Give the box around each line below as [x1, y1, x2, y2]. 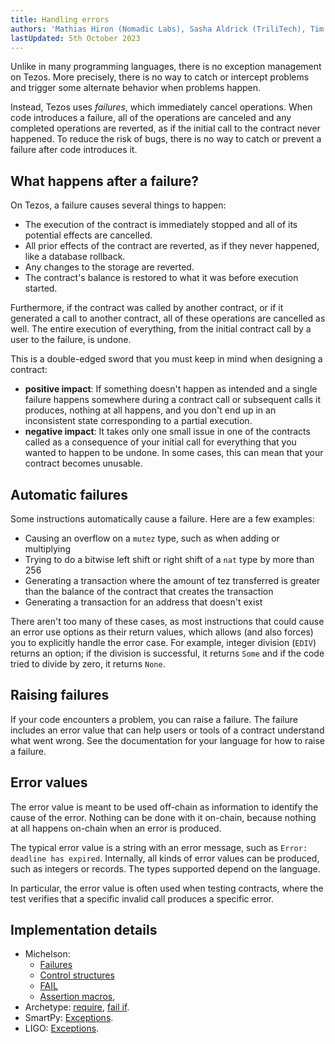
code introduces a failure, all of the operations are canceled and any [10, 112, 292, 124]
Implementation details [10, 922, 158, 939]
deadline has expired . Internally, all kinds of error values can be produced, [10, 852, 320, 864]
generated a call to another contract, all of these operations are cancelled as [10, 312, 326, 325]
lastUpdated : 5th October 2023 [10, 33, 141, 43]
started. [24, 282, 58, 295]
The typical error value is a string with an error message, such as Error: [10, 841, 308, 853]
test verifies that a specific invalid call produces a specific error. [10, 892, 274, 905]
